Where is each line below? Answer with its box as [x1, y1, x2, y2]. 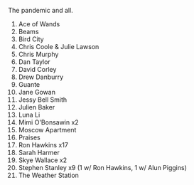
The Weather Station [18, 171, 79, 179]
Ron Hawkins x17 [18, 141, 68, 149]
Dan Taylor [18, 58, 50, 66]
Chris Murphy [18, 50, 59, 58]
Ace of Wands [18, 20, 60, 28]
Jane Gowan [18, 88, 56, 96]
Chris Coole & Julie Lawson [18, 43, 99, 51]
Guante [18, 80, 41, 88]
